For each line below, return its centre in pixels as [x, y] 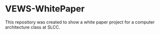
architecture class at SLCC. [33, 27]
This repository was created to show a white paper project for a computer [80, 22]
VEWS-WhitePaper [45, 9]
